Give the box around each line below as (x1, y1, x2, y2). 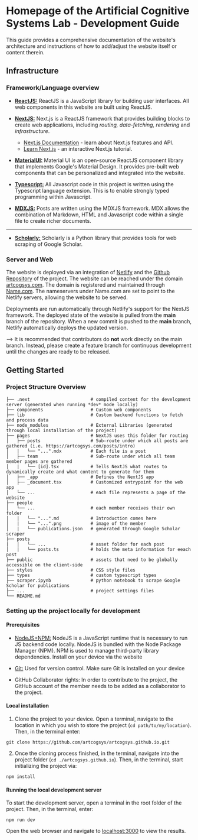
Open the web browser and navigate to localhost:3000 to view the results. (6, 828, 186, 835)
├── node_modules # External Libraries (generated (6, 422, 173, 428)
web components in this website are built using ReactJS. (14, 103, 152, 111)
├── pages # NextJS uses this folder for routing (6, 433, 189, 439)
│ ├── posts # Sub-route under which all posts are (6, 437, 189, 444)
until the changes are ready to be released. (6, 348, 111, 355)
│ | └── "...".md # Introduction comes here (6, 515, 157, 521)
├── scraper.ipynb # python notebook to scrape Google (6, 578, 181, 583)
